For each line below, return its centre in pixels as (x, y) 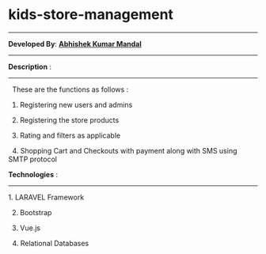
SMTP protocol (33, 159)
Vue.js (30, 228)
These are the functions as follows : (70, 89)
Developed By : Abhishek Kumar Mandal (75, 44)
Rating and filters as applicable (70, 135)
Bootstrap (36, 212)
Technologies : (33, 174)
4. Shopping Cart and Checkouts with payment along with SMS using (124, 150)
